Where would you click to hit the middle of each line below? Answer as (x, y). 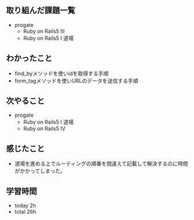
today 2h (25, 205)
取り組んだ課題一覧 (41, 11)
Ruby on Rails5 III (44, 31)
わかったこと (29, 58)
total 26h (25, 212)
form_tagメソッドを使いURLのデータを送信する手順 (76, 81)
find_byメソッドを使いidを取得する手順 (62, 73)
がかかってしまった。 (40, 171)
